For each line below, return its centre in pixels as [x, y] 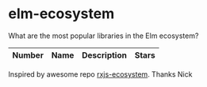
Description [104, 55]
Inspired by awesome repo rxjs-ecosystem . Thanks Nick [100, 74]
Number [28, 55]
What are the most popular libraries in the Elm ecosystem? [103, 36]
